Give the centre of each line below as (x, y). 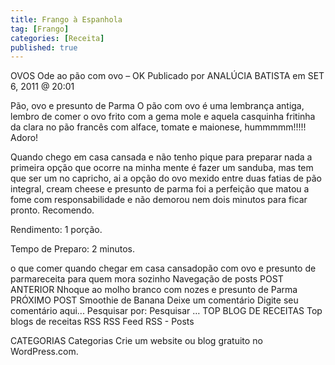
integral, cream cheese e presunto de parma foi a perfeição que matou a (160, 189)
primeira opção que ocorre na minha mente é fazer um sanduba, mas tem (162, 168)
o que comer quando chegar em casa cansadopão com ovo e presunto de (163, 268)
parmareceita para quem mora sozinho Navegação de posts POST (147, 279)
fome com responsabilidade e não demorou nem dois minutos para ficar (159, 200)
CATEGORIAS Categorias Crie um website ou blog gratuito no (136, 341)
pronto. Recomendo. (52, 210)
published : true (44, 47)
